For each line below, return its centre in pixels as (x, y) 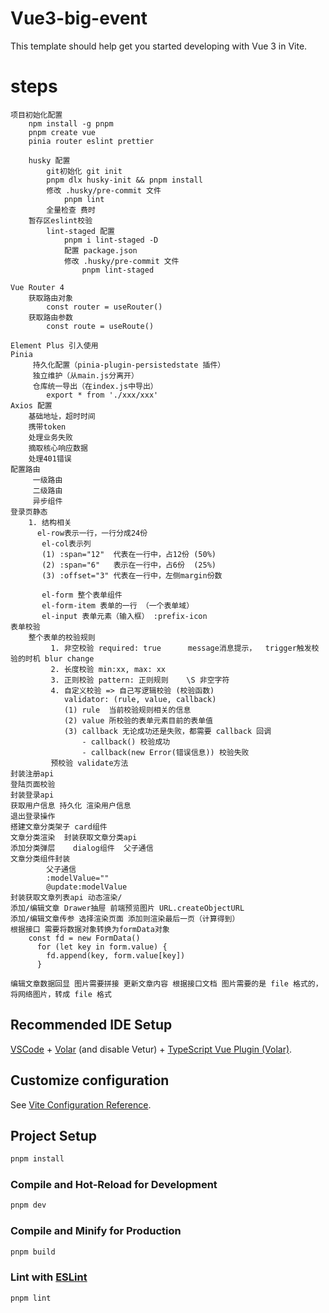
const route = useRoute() (100, 326)
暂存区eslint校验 (60, 220)
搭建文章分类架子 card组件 (59, 827)
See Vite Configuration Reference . (81, 1104)
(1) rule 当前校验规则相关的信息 (127, 710)
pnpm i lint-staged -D (111, 240)
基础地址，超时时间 (62, 416)
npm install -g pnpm (71, 123)
